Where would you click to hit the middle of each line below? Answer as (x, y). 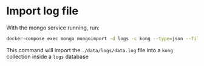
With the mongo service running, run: (53, 28)
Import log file (42, 11)
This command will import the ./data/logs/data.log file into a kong (90, 50)
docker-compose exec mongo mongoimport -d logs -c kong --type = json (95, 38)
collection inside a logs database (48, 56)
